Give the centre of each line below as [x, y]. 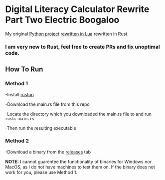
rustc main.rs [20, 119]
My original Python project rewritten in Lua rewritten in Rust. [67, 34]
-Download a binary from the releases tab [48, 152]
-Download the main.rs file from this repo [47, 104]
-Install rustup [19, 94]
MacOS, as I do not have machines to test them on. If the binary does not [80, 167]
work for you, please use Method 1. [41, 172]
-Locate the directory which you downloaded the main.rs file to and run [79, 114]
